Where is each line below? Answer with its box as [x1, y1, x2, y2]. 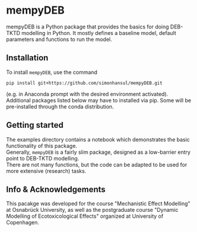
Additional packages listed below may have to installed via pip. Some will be [6, 96, 191, 104]
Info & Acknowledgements [6, 184, 106, 194]
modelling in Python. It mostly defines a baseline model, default [21, 29, 176, 36]
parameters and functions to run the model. [6, 36, 112, 43]
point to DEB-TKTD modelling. [6, 154, 79, 162]
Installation [6, 53, 49, 63]
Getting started [6, 120, 64, 130]
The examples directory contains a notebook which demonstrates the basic [6, 136, 190, 143]
